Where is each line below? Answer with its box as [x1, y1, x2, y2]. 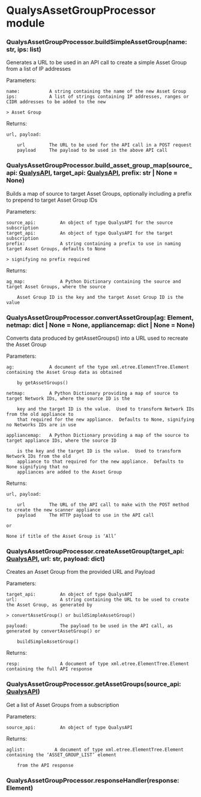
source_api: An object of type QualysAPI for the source [6, 220, 173, 226]
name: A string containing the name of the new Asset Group [6, 88, 187, 95]
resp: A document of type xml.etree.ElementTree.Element [6, 661, 189, 667]
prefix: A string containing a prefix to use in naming [6, 241, 181, 247]
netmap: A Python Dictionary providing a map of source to [6, 391, 179, 397]
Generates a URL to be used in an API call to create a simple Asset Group [6, 59, 187, 66]
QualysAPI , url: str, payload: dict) [6, 555, 105, 563]
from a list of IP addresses [6, 65, 71, 73]
